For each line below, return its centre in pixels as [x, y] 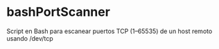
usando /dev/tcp [30, 38]
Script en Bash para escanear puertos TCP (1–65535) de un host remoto [109, 31]
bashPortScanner [58, 12]
